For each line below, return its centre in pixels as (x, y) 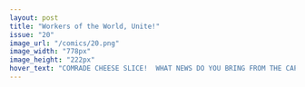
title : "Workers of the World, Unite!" (85, 26)
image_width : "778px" (50, 52)
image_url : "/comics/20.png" (64, 43)
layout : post (34, 18)
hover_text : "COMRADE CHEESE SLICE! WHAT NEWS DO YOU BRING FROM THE (146, 69)
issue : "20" (32, 34)
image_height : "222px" (52, 60)
